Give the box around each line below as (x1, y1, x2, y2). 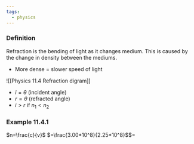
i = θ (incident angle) (14, 88, 67, 96)
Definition (6, 34, 36, 42)
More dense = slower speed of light (14, 65, 103, 72)
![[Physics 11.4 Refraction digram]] (6, 77, 91, 84)
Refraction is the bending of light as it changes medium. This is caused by (6, 47, 188, 54)
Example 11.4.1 (6, 118, 49, 126)
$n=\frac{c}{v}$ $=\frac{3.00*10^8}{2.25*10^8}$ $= (6, 131, 136, 138)
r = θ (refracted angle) (14, 95, 70, 102)
